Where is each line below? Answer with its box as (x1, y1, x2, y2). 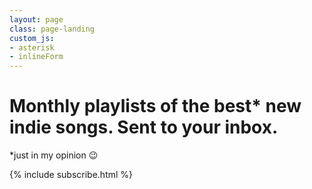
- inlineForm (9, 52, 64, 62)
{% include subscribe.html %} (9, 169, 134, 181)
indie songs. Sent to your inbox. (9, 116, 279, 139)
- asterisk (9, 42, 55, 53)
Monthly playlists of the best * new (9, 95, 302, 118)
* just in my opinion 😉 (9, 149, 99, 161)
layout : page (9, 14, 64, 25)
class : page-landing (9, 24, 96, 34)
